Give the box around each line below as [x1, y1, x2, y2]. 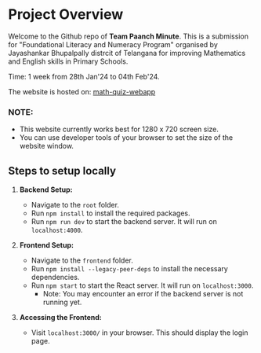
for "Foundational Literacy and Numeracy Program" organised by [8, 39, 218, 49]
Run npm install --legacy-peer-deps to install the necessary [31, 264, 229, 274]
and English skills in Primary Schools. [8, 57, 129, 66]
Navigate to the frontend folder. [31, 256, 133, 265]
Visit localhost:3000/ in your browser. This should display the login [31, 328, 248, 337]
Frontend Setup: [19, 241, 74, 250]
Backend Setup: [19, 185, 73, 194]
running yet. [42, 297, 82, 307]
